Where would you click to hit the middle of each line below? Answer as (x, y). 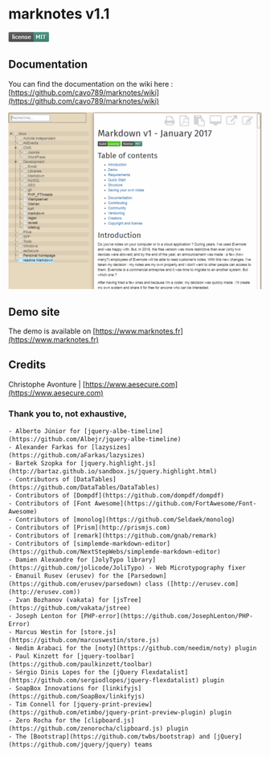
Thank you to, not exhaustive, (67, 413)
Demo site (34, 311)
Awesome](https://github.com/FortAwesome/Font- (176, 504)
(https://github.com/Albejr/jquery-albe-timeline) (95, 440)
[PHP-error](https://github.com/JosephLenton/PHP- (166, 616)
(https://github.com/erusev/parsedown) (75, 584)
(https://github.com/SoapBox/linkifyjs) (77, 697)
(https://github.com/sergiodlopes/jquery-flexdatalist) (104, 681)
